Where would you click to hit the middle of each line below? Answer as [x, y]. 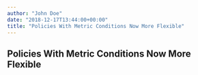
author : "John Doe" [35, 13]
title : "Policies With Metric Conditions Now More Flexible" [96, 26]
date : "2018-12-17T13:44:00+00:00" [58, 20]
